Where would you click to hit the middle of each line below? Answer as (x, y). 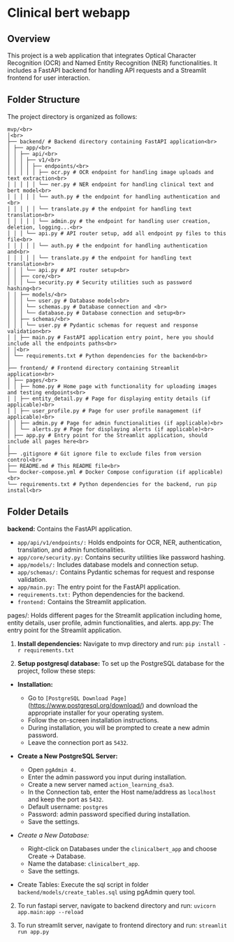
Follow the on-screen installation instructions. (93, 720)
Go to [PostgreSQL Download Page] (77, 698)
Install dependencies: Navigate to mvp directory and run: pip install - (122, 643)
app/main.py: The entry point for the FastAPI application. (99, 587)
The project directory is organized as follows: (72, 116)
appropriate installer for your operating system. (96, 713)
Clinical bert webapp (69, 13)
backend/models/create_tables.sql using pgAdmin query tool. (106, 892)
